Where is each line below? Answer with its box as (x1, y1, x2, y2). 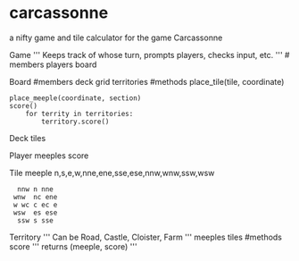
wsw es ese (12, 208, 58, 217)
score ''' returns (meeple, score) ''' (9, 240, 137, 252)
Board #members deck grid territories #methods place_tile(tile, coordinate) (9, 76, 285, 87)
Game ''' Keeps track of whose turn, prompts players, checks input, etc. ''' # (9, 49, 290, 60)
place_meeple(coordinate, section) (9, 93, 142, 103)
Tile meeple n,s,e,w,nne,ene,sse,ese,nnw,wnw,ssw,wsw (9, 167, 215, 178)
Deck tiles (9, 132, 46, 143)
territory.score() (41, 117, 110, 126)
